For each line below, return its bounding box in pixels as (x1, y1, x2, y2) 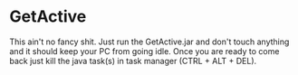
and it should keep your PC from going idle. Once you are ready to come (9, 45, 280, 56)
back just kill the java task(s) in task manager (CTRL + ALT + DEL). (9, 55, 257, 66)
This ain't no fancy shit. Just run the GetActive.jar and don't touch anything (9, 36, 290, 47)
